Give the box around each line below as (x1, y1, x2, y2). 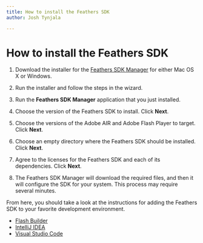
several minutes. (15, 187, 56, 194)
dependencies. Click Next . (15, 162, 82, 170)
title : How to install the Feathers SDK (6, 9, 110, 15)
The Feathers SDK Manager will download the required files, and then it (15, 174, 194, 182)
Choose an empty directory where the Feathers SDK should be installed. (15, 138, 196, 145)
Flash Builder (15, 217, 48, 225)
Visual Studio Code (15, 230, 64, 238)
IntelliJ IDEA (15, 224, 45, 231)
